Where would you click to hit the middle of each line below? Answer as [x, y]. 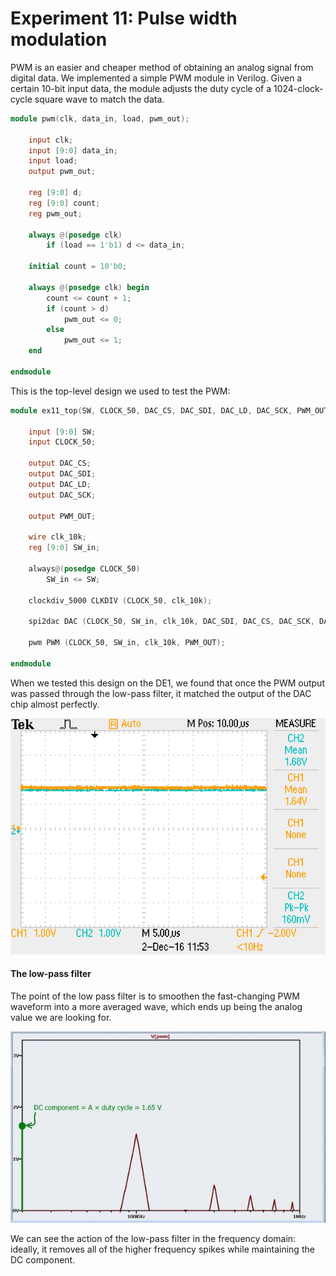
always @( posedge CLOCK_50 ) [84, 568]
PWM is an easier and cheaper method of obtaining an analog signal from [162, 67]
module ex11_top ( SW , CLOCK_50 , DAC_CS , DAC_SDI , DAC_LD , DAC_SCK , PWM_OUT [169, 410]
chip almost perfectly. [55, 704]
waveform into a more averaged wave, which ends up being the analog [156, 1006]
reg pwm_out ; [55, 213]
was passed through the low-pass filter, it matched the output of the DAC [161, 693]
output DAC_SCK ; [62, 495]
